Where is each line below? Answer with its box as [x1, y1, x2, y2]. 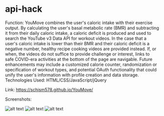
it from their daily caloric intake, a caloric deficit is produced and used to [5, 30, 152, 36]
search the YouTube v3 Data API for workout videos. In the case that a [5, 35, 147, 41]
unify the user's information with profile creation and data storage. [5, 72, 139, 78]
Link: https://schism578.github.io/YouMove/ [5, 87, 94, 92]
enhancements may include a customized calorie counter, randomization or [5, 61, 157, 67]
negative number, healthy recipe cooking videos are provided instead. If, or [5, 46, 157, 52]
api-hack [5, 3, 43, 15]
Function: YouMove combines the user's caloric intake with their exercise [5, 20, 153, 26]
